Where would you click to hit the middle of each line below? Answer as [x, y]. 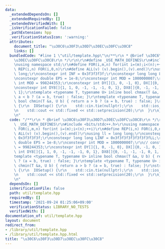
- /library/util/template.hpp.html [41, 234]
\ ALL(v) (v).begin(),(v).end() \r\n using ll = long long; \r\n [79, 134]
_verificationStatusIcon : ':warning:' [49, 37]
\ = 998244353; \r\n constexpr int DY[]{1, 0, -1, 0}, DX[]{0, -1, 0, [85, 147]
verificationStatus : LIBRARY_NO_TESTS [49, 207]
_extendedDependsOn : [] [34, 14]
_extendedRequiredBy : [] [35, 19]
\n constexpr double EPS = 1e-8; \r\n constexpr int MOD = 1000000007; [85, 78]
